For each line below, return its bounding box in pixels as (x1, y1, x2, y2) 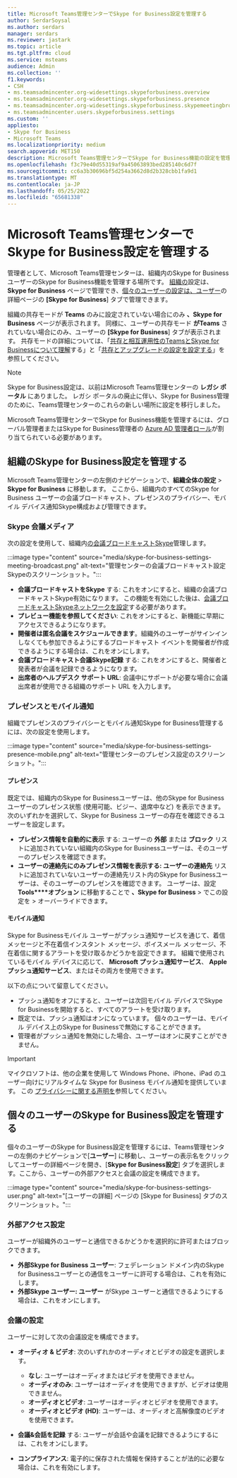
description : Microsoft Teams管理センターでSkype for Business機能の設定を (7, 154, 221, 162)
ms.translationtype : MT (7, 174, 78, 181)
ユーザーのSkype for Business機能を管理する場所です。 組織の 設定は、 (7, 278, 213, 286)
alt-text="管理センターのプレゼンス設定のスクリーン (74, 750, 226, 759)
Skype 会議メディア (7, 521, 75, 531)
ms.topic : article (7, 43, 61, 50)
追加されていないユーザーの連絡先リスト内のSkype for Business (30, 870, 217, 879)
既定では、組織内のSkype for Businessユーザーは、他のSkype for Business (7, 793, 224, 802)
